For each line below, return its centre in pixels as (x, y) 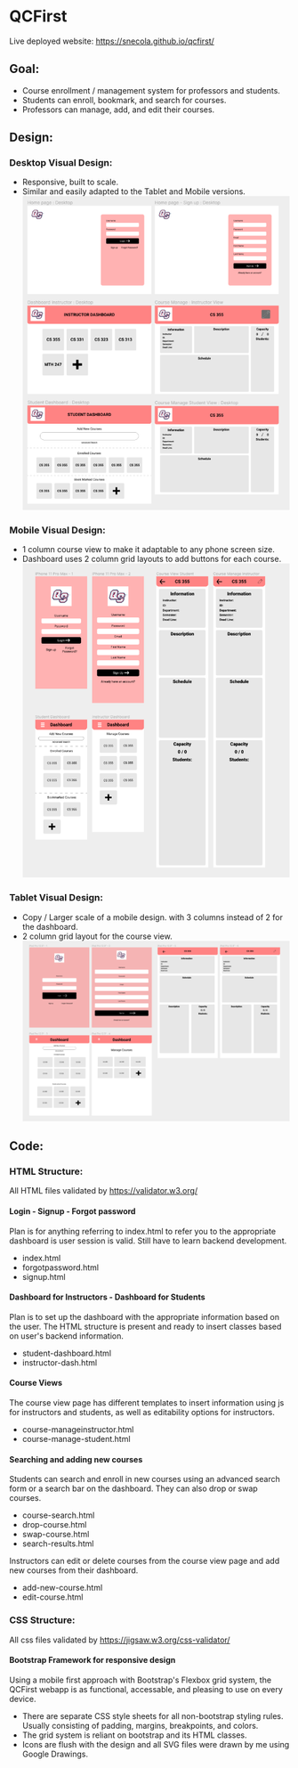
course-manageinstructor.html (78, 1430)
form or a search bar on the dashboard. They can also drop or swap (133, 1488)
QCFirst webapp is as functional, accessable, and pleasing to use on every (146, 1689)
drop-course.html (54, 1525)
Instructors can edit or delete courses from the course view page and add (145, 1561)
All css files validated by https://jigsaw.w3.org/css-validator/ (120, 1640)
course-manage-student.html (76, 1439)
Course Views (36, 1383)
